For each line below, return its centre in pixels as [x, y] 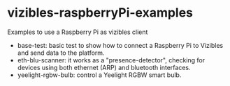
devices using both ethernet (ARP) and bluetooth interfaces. [104, 67]
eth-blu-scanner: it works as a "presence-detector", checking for [111, 60]
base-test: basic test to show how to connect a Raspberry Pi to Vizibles [120, 45]
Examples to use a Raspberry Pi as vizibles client [78, 32]
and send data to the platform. [61, 53]
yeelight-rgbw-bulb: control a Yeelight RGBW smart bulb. [99, 75]
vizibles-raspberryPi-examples [100, 13]
